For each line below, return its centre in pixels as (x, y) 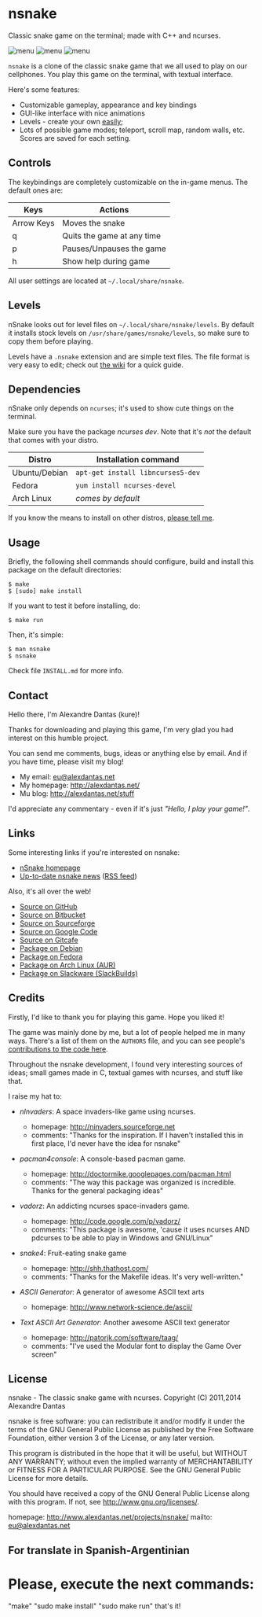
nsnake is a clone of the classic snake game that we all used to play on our (128, 66)
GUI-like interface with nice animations (82, 113)
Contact (28, 696)
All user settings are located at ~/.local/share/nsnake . (96, 281)
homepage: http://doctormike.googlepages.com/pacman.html (131, 1173)
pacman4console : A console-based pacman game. (102, 1158)
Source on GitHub (48, 906)
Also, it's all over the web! (50, 891)
